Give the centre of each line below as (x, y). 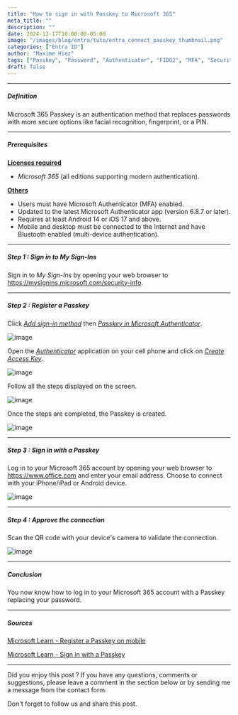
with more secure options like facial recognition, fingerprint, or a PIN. (108, 122)
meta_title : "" (30, 21)
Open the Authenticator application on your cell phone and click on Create (116, 351)
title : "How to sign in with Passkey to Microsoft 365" (91, 14)
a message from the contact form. (57, 690)
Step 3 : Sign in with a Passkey (53, 450)
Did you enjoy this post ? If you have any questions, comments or (103, 675)
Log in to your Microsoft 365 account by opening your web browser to (110, 468)
